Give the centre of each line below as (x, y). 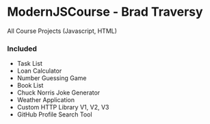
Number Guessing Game (52, 78)
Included (22, 49)
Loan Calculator (39, 71)
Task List (29, 64)
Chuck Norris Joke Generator (58, 92)
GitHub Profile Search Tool (54, 114)
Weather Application (46, 100)
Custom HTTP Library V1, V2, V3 (63, 108)
